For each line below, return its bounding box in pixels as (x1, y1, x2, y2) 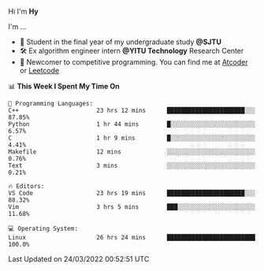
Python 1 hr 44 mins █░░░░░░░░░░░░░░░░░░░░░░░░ (8, 121, 256, 128)
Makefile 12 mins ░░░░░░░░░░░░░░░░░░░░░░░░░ (8, 148, 256, 156)
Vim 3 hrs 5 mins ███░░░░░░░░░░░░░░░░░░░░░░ (8, 203, 256, 211)
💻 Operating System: (8, 225, 79, 232)
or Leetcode (19, 66, 60, 75)
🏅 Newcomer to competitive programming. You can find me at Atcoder (19, 58, 248, 66)
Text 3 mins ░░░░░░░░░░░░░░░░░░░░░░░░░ (8, 161, 256, 169)
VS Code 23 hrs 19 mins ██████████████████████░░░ (8, 189, 256, 197)
